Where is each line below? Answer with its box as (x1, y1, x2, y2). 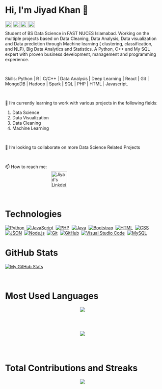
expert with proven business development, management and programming (5, 51, 156, 57)
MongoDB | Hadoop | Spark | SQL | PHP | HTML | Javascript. (5, 81, 129, 87)
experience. (5, 56, 29, 62)
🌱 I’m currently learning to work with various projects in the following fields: (5, 100, 158, 106)
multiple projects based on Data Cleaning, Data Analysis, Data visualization (5, 35, 157, 41)
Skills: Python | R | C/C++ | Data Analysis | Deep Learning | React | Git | (5, 75, 149, 81)
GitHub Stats (5, 248, 58, 258)
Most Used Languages (5, 290, 99, 301)
